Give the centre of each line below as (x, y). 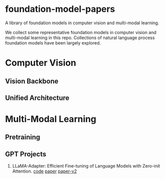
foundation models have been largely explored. (53, 43)
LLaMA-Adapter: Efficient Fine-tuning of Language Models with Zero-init (86, 166)
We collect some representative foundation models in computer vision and (81, 32)
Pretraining (23, 137)
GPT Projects (26, 154)
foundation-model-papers (60, 9)
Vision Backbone (32, 81)
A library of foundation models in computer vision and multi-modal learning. (82, 23)
